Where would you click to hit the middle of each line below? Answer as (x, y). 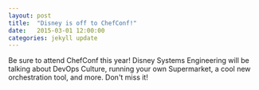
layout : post (30, 16)
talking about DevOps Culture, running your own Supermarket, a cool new (129, 69)
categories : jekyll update (53, 38)
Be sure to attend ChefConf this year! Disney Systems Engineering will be (129, 61)
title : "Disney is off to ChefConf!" (73, 23)
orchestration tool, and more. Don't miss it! (78, 77)
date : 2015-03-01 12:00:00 (57, 30)
